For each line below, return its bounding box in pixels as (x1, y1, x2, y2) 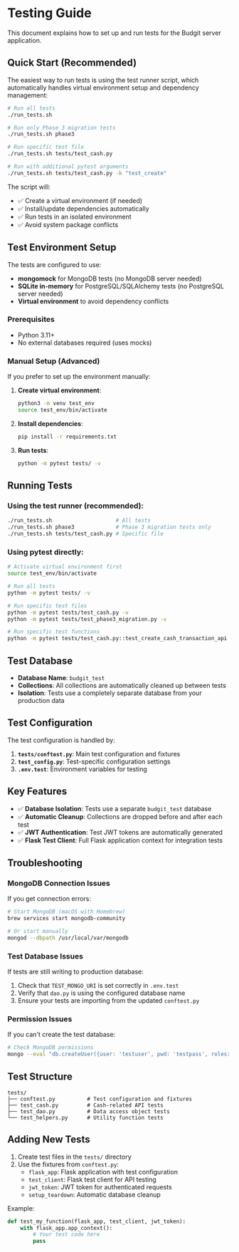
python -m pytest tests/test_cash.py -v (7, 609, 129, 616)
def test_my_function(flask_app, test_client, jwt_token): (7, 1218, 186, 1225)
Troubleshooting (7, 857, 83, 869)
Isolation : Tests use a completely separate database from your (17, 689, 202, 697)
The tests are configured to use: (7, 260, 102, 268)
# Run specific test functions (7, 628, 100, 635)
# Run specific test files (7, 602, 87, 610)
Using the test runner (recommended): (7, 501, 144, 511)
